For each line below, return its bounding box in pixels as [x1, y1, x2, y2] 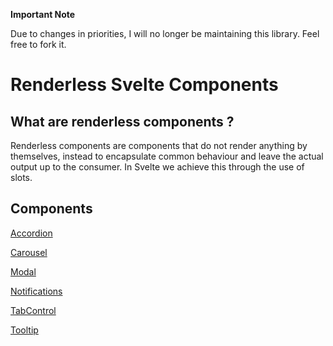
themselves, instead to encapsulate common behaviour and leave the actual [10, 150, 324, 162]
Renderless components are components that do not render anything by [10, 140, 308, 151]
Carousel [10, 246, 48, 258]
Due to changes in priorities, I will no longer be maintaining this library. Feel [10, 28, 320, 39]
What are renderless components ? [10, 113, 235, 130]
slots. [10, 172, 33, 183]
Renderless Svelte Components [10, 74, 279, 96]
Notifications [10, 285, 63, 297]
